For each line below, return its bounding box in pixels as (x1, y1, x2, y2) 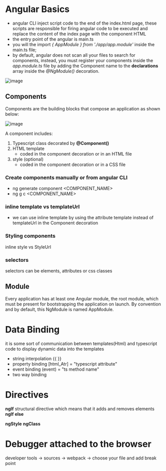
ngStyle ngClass (5, 420, 41, 427)
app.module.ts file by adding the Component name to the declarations (12, 63, 158, 69)
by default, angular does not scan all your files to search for (12, 52, 136, 58)
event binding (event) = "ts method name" (12, 366, 99, 372)
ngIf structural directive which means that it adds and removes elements (5, 405, 155, 412)
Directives (5, 389, 49, 400)
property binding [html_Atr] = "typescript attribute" (12, 361, 117, 367)
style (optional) (12, 156, 44, 162)
